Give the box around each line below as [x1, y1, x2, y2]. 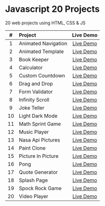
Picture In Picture [19, 153, 59, 159]
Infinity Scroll [19, 96, 49, 103]
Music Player [19, 128, 49, 135]
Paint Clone [19, 145, 46, 152]
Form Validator [19, 88, 53, 95]
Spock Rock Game [19, 185, 62, 192]
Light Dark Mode [19, 112, 58, 119]
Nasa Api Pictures [19, 136, 60, 143]
